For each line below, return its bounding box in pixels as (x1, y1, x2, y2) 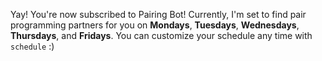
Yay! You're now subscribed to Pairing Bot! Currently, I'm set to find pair (10, 9, 307, 20)
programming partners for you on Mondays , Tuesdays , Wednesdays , (10, 19, 300, 31)
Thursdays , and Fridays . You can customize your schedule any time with (10, 30, 313, 41)
